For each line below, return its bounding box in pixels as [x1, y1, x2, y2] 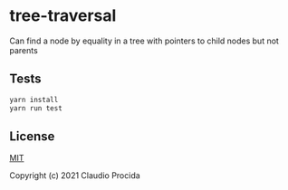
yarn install [9, 95, 59, 104]
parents [9, 44, 38, 55]
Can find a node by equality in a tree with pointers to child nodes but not [9, 35, 279, 46]
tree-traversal [9, 5, 117, 26]
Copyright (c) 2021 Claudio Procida [9, 170, 140, 181]
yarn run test [9, 103, 63, 113]
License [9, 128, 55, 144]
